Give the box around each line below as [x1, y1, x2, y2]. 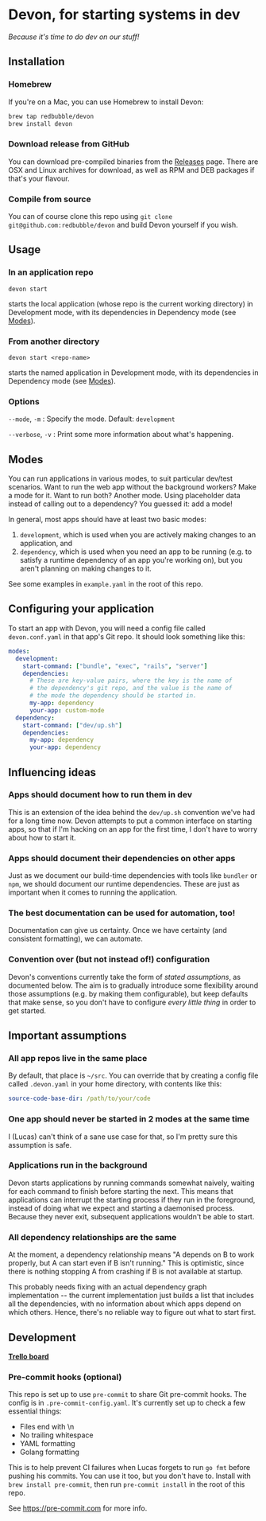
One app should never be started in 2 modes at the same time [8, 1113, 250, 1125]
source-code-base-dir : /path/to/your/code [8, 1094, 151, 1103]
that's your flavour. [8, 174, 70, 183]
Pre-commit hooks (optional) [8, 1371, 122, 1383]
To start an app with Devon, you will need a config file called [8, 623, 206, 633]
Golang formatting [19, 1447, 79, 1457]
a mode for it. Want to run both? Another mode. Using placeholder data [8, 491, 241, 501]
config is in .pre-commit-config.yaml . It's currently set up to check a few [8, 1398, 246, 1408]
